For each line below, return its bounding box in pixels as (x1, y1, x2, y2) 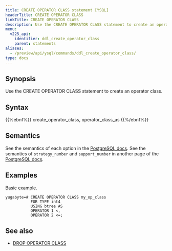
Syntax (5, 103, 29, 112)
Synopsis (5, 74, 36, 83)
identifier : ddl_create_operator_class (14, 37, 100, 42)
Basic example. (5, 185, 37, 191)
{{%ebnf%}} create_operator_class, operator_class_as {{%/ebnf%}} (5, 117, 149, 122)
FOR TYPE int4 (30, 199, 60, 204)
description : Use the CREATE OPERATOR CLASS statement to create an (5, 22, 155, 27)
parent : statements (14, 41, 56, 46)
